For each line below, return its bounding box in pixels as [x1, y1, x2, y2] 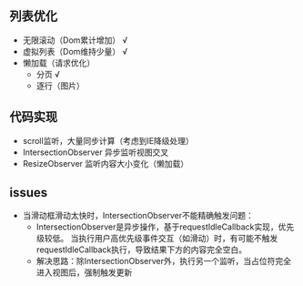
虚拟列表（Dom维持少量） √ [22, 46, 128, 56]
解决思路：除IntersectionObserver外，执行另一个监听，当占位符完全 [35, 256, 292, 267]
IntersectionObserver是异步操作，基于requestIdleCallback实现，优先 [35, 221, 295, 232]
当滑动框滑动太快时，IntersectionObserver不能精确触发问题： [22, 210, 255, 221]
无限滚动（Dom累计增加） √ [22, 35, 128, 46]
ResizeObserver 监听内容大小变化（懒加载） [22, 158, 189, 169]
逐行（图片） [35, 80, 85, 91]
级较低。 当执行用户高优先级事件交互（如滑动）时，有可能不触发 [35, 233, 278, 244]
